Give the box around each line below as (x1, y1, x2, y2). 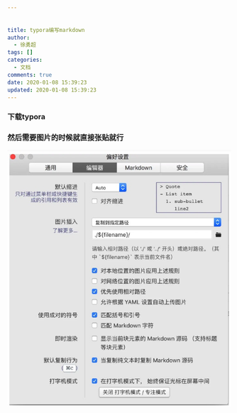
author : (7, 34, 31, 41)
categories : (7, 57, 43, 64)
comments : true (7, 71, 53, 78)
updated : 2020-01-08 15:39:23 (7, 86, 97, 94)
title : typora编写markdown (7, 26, 85, 33)
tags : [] (7, 49, 33, 56)
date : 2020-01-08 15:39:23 (7, 79, 87, 86)
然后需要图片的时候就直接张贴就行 (7, 133, 124, 143)
